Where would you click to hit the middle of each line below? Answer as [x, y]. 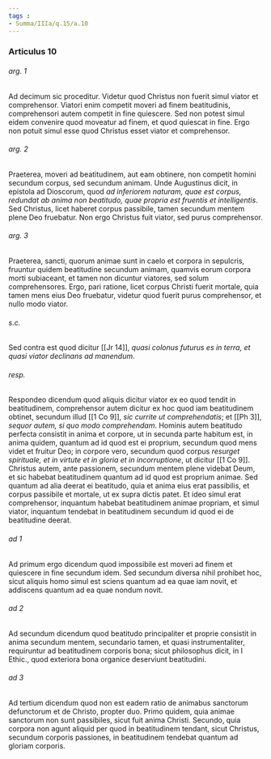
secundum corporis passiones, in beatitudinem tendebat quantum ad [123, 737]
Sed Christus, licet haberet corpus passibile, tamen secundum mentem [127, 208]
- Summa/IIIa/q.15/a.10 [49, 23]
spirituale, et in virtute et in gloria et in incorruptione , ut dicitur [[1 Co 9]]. [129, 460]
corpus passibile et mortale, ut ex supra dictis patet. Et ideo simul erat [125, 494]
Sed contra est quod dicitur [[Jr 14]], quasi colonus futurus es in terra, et [129, 348]
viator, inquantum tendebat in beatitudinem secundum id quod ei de [121, 512]
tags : [19, 16]
